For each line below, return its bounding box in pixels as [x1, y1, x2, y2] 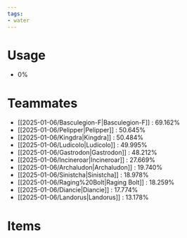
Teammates [7, 95, 78, 111]
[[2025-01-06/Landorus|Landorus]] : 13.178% [17, 193, 149, 201]
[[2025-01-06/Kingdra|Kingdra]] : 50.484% [17, 133, 144, 142]
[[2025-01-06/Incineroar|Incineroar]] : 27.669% [17, 156, 156, 164]
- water [7, 17, 30, 24]
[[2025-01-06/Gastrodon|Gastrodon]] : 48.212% [17, 149, 157, 157]
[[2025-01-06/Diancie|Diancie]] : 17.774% [17, 186, 138, 194]
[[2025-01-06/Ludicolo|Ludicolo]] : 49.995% [17, 141, 148, 149]
